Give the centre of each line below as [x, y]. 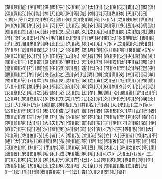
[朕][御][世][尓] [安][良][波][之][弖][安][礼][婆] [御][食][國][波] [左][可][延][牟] [80, 74]
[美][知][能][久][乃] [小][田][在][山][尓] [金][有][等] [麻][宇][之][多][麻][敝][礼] [80, 56]
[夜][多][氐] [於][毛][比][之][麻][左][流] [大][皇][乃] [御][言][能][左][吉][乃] [76, 166]
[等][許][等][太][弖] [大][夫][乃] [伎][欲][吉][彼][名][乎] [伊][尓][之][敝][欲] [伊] [81, 123]
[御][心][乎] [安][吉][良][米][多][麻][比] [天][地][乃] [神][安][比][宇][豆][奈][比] [80, 62]
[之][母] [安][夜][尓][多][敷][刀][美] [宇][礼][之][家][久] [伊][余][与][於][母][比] [80, 99]
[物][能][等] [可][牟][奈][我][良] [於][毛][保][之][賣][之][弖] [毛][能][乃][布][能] [80, 80]
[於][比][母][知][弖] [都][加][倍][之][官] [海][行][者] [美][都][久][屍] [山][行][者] [81, 111]
